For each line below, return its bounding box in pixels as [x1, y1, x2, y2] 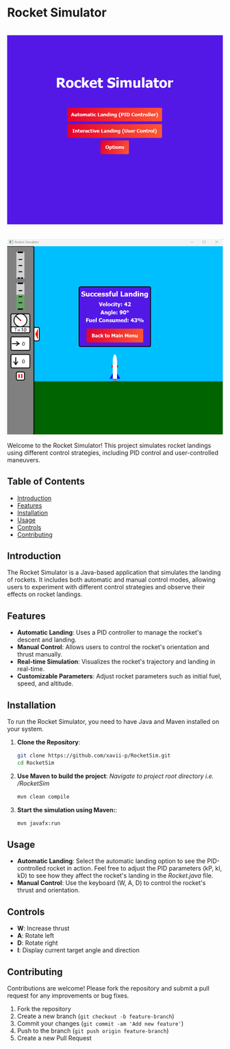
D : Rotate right [16, 939, 58, 947]
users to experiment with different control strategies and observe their [7, 583, 205, 591]
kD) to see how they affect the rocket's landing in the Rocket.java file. [16, 871, 214, 880]
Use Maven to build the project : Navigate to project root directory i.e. [16, 772, 214, 780]
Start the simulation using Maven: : [16, 805, 118, 814]
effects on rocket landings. [7, 590, 83, 598]
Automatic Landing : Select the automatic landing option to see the [16, 857, 206, 865]
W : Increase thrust [16, 924, 70, 932]
